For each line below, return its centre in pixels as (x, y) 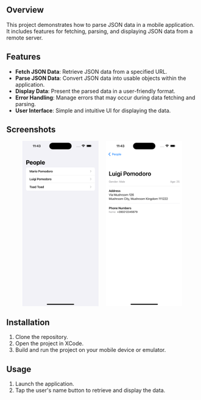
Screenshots (31, 130)
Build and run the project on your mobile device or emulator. (90, 350)
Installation (28, 322)
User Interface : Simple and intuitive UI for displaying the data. (93, 110)
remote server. (25, 37)
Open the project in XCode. (49, 343)
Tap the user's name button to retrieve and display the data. (90, 390)
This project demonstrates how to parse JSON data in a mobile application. (100, 24)
